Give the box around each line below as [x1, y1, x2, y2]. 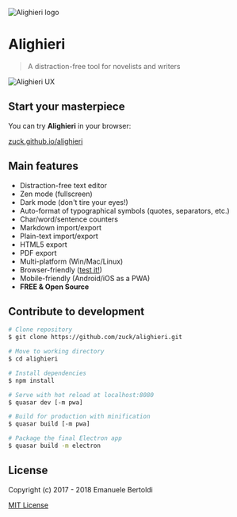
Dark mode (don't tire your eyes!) [19, 197, 128, 206]
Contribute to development [8, 304, 145, 318]
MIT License [8, 500, 49, 510]
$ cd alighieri [8, 355, 59, 363]
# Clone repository [8, 326, 73, 334]
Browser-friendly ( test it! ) [19, 264, 103, 274]
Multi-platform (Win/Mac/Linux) [19, 257, 124, 266]
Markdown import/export [19, 222, 101, 232]
